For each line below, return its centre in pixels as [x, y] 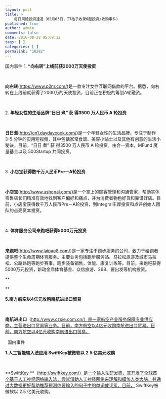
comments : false [22, 33]
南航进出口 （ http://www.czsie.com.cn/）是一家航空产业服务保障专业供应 [79, 319]
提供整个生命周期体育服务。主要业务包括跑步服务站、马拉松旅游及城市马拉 [81, 257]
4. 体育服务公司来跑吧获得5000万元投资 [46, 230]
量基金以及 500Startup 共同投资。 [40, 151]
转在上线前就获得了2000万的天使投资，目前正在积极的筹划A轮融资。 [75, 92]
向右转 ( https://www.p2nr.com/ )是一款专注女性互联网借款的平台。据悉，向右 [82, 86]
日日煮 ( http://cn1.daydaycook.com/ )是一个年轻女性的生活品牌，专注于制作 [81, 133]
